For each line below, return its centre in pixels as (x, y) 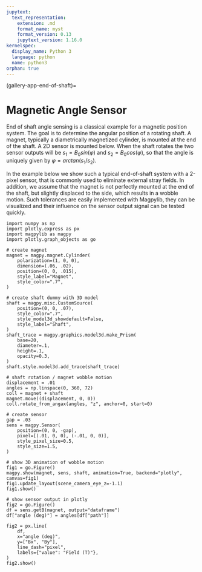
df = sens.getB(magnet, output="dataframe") (63, 510)
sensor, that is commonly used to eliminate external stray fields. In (102, 180)
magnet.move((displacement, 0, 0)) (51, 399)
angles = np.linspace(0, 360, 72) (50, 388)
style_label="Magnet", (46, 277)
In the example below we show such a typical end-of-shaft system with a (97, 173)
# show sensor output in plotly (47, 499)
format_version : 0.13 (44, 35)
